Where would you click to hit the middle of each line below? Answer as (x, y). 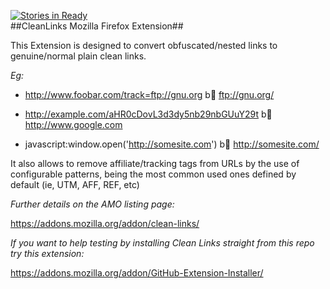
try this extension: (47, 253)
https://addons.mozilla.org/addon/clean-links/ (105, 223)
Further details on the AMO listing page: (92, 204)
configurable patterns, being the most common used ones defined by (153, 174)
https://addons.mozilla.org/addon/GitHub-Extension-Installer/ (137, 273)
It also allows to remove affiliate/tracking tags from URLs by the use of (155, 163)
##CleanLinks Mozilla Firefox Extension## (97, 26)
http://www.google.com (73, 124)
